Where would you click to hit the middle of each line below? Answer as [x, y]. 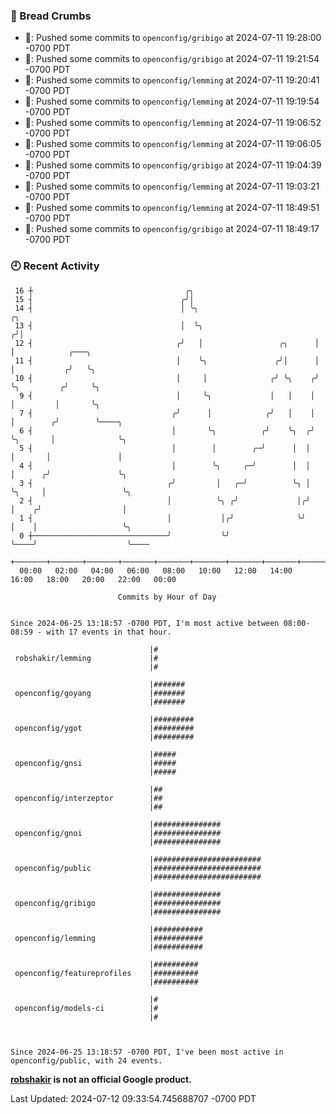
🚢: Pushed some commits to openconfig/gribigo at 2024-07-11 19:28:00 [173, 38]
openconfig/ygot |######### [104, 728]
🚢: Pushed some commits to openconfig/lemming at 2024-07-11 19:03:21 [172, 186]
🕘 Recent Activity [55, 266]
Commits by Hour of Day [167, 597]
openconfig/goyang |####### [100, 693]
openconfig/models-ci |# [86, 1008]
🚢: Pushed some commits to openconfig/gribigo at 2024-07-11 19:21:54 [172, 59]
